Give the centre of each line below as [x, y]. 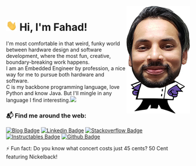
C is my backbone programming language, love [63, 87]
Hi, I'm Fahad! [53, 27]
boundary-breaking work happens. [48, 62]
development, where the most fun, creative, [59, 56]
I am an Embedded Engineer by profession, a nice [66, 68]
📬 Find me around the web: [46, 115]
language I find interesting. [38, 100]
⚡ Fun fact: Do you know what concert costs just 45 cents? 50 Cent [87, 148]
